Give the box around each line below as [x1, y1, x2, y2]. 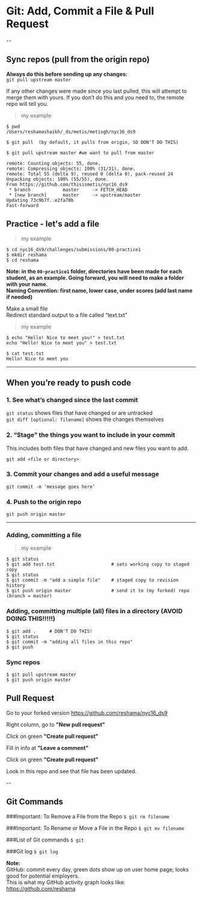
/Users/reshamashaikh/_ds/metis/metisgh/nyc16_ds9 [6, 128, 136, 135]
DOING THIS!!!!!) [6, 614, 55, 623]
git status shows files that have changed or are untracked [6, 410, 153, 417]
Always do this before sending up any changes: [6, 70, 128, 78]
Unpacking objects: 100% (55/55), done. [6, 176, 109, 182]
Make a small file [6, 305, 48, 312]
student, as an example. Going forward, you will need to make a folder [6, 274, 185, 281]
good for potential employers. [6, 872, 80, 879]
